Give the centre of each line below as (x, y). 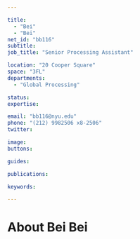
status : (19, 97)
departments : (26, 78)
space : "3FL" (26, 71)
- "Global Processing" (47, 85)
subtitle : (22, 46)
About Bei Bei (47, 227)
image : (17, 142)
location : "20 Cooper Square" (52, 65)
